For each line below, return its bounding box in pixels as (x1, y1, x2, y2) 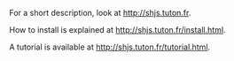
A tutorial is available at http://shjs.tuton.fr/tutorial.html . (9, 42, 211, 52)
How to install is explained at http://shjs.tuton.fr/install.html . (9, 25, 226, 34)
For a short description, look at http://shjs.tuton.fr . (9, 8, 191, 18)
